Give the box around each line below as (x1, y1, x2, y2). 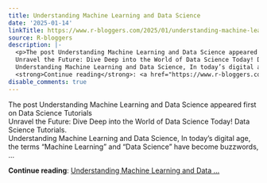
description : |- (8, 41, 62, 49)
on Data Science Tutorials (8, 108, 93, 117)
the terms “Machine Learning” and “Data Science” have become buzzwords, (8, 142, 259, 151)
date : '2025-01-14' (8, 19, 73, 27)
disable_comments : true (8, 78, 87, 86)
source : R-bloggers (8, 33, 73, 42)
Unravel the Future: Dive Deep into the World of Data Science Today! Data (8, 116, 250, 126)
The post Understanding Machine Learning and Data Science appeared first (8, 100, 257, 109)
